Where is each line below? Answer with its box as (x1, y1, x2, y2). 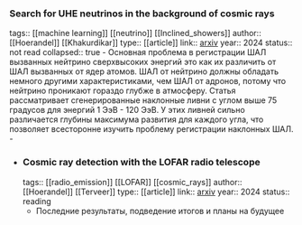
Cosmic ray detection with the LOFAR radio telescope (22, 156, 261, 169)
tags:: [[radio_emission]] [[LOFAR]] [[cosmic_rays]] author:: (22, 176, 243, 187)
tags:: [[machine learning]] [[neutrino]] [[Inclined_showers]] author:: (9, 28, 261, 39)
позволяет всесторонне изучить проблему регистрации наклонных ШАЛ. (9, 124, 294, 135)
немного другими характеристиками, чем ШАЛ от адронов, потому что (9, 76, 287, 87)
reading (22, 195, 51, 206)
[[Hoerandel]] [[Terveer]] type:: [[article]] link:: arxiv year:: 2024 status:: (22, 186, 290, 197)
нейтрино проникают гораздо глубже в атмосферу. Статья (9, 85, 236, 97)
